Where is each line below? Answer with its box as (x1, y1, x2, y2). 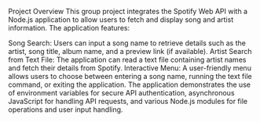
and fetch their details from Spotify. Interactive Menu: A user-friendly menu (8, 63, 251, 73)
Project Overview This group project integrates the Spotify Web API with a (8, 7, 248, 16)
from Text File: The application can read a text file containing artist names (8, 55, 247, 64)
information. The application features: (8, 23, 130, 32)
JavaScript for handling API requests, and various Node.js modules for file (8, 97, 248, 106)
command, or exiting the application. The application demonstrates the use (8, 80, 251, 89)
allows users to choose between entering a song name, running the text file (8, 72, 253, 81)
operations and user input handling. (8, 105, 123, 114)
